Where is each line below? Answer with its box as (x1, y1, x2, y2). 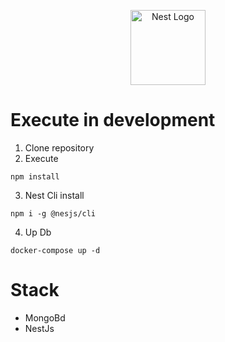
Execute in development (10, 109, 216, 132)
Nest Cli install (24, 189, 85, 201)
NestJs (24, 322, 55, 334)
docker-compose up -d (10, 245, 101, 255)
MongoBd (24, 311, 66, 324)
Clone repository (24, 141, 95, 154)
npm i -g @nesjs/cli (10, 208, 97, 219)
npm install (10, 171, 60, 182)
